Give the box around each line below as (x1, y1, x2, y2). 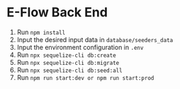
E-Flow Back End (6, 4, 108, 21)
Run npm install (16, 28, 66, 36)
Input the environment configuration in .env (16, 43, 144, 51)
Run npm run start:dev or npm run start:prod (16, 73, 154, 82)
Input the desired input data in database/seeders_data (16, 35, 174, 43)
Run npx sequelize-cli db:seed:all (16, 66, 123, 74)
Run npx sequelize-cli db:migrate (16, 58, 120, 66)
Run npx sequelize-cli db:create (16, 51, 116, 59)
